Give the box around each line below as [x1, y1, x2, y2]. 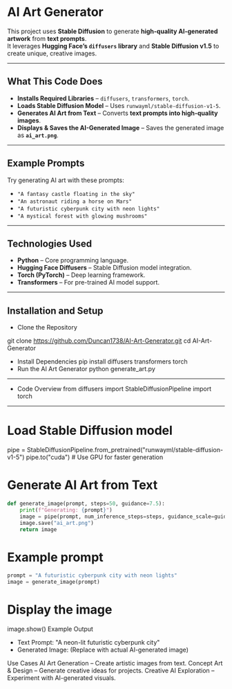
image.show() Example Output [7, 625, 93, 634]
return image [19, 526, 57, 533]
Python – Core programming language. [17, 256, 129, 265]
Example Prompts [7, 157, 85, 170]
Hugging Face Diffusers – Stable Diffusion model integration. [17, 264, 192, 272]
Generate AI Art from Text [7, 477, 158, 493]
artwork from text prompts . [7, 34, 87, 42]
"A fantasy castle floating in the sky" [17, 190, 135, 197]
